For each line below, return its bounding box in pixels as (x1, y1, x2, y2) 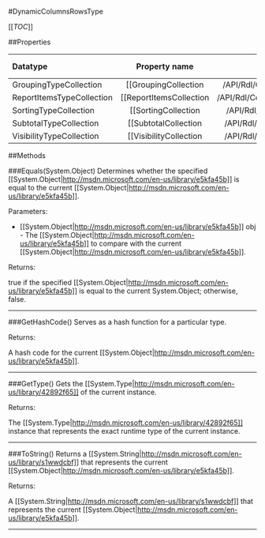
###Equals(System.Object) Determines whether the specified (8, 166, 208, 175)
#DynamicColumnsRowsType (8, 7, 104, 16)
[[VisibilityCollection (127, 130, 203, 141)
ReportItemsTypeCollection (12, 92, 113, 103)
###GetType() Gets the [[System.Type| (8, 379, 135, 388)
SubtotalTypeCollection (12, 118, 99, 129)
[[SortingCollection (129, 105, 200, 115)
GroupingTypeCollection (12, 79, 103, 90)
